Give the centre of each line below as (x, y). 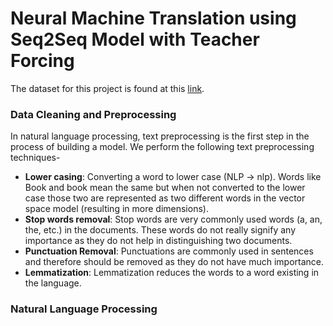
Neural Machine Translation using (153, 18)
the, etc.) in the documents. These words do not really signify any (160, 230)
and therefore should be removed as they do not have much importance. (174, 262)
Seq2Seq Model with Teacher (135, 39)
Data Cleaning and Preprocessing (93, 114)
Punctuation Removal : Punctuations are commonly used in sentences (169, 251)
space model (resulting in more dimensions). (116, 209)
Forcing (42, 61)
